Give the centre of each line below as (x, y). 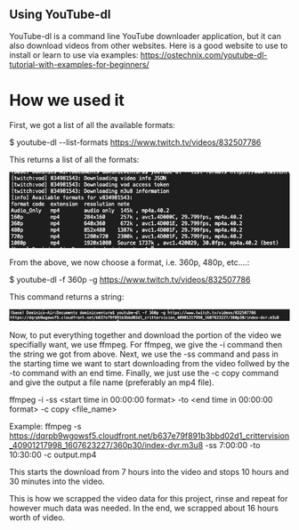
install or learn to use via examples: (74, 55)
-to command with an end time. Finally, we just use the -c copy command (144, 373)
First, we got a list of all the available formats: (92, 124)
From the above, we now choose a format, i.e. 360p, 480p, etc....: (129, 262)
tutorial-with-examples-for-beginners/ (79, 64)
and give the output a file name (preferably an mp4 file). (112, 382)
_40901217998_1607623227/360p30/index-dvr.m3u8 (106, 445)
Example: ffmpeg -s (45, 426)
